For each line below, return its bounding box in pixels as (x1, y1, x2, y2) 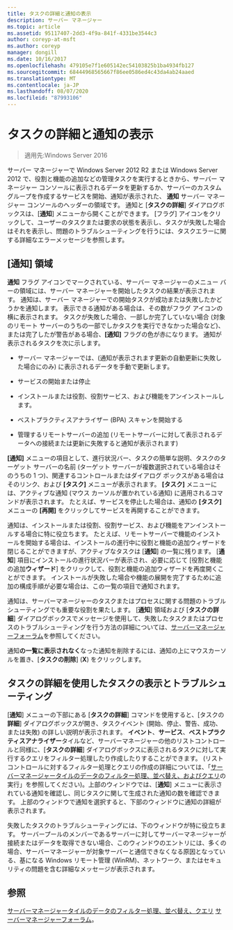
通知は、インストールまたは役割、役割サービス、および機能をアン (7, 521, 196, 529)
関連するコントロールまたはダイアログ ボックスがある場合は (51, 471, 225, 480)
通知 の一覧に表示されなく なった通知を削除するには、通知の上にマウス (7, 646, 209, 655)
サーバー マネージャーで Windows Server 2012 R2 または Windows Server (7, 165, 218, 174)
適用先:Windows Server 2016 (24, 151, 108, 159)
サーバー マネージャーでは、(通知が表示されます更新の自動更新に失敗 (17, 353, 216, 362)
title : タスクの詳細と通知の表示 (7, 10, 92, 17)
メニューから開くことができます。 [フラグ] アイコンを (55, 209, 209, 218)
